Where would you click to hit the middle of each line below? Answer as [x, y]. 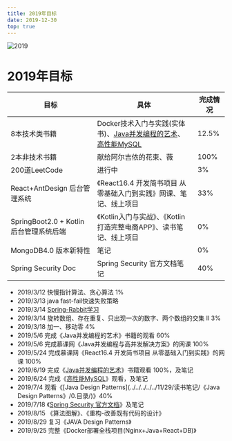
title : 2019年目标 [32, 13]
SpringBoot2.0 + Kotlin [48, 222]
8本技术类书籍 [34, 134]
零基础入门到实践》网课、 [139, 194]
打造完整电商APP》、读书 [137, 227]
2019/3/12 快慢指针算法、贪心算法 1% [70, 292]
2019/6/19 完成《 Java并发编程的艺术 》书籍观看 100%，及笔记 [105, 370]
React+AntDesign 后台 [47, 189]
